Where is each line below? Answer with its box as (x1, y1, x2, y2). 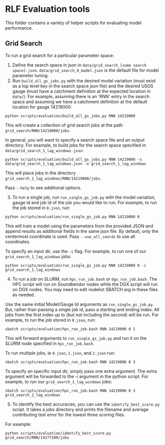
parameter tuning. (12, 73, 49, 78)
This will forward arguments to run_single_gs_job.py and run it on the (5, 335, 147, 341)
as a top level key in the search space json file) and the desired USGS (12, 83, 154, 89)
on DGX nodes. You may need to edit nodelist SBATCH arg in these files (12, 286, 158, 292)
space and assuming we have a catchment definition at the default (12, 99, 148, 105)
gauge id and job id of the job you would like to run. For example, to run (12, 199, 158, 205)
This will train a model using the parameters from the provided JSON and (5, 223, 154, 229)
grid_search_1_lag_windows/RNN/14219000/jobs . (5, 175, 101, 181)
